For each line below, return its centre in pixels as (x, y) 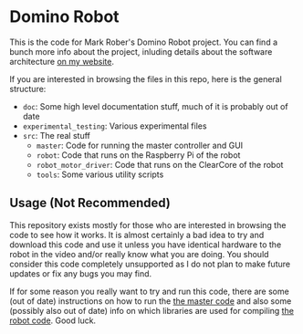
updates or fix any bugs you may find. (81, 273)
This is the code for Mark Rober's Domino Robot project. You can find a (144, 42)
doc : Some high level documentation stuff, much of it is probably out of (156, 106)
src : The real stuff (57, 135)
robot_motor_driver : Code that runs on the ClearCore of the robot (160, 164)
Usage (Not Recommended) (90, 203)
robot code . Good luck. (53, 320)
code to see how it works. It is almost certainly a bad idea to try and (137, 235)
